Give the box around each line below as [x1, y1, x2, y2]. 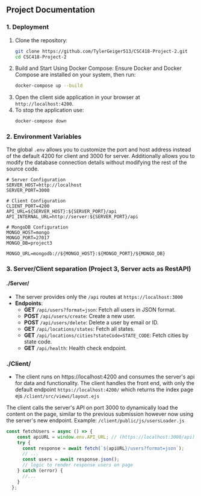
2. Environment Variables [6, 133, 82, 141]
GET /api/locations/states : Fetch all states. [23, 325, 135, 332]
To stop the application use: [14, 107, 84, 114]
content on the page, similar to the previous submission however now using [6, 410, 194, 418]
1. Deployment [6, 23, 49, 31]
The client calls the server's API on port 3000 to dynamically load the [6, 404, 178, 411]
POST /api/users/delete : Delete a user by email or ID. [23, 319, 159, 326]
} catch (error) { [17, 468, 63, 474]
